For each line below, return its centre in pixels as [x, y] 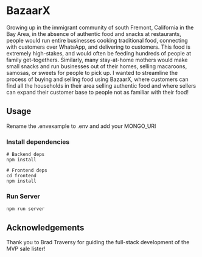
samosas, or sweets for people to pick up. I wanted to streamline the [92, 72]
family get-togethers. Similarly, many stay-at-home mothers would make [97, 60]
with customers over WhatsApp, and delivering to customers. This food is [98, 47]
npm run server [26, 209]
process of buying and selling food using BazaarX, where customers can [97, 79]
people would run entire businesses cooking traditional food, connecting [97, 40]
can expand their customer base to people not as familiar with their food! [97, 92]
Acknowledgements [45, 227]
